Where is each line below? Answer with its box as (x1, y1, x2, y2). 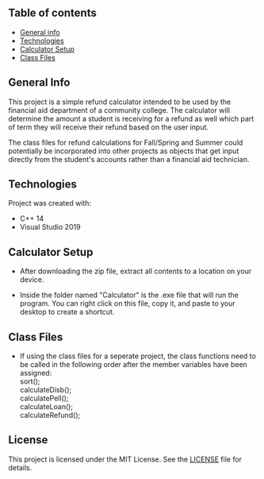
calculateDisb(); (19, 385, 72, 395)
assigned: (19, 369, 52, 378)
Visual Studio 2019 (19, 222, 81, 232)
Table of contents (8, 6, 97, 20)
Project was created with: (8, 199, 92, 208)
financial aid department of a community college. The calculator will (8, 105, 230, 114)
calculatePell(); (19, 393, 69, 404)
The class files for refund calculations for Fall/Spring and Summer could (8, 137, 243, 147)
